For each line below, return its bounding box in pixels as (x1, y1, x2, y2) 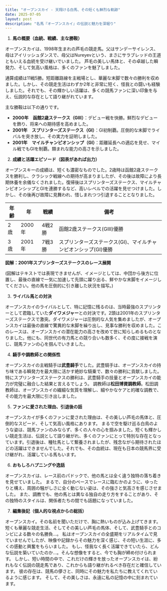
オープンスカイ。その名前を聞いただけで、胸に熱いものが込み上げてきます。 (5, 518, 161, 524)
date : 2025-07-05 (5, 12, 41, 17)
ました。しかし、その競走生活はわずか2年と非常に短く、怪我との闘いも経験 (5, 81, 161, 87)
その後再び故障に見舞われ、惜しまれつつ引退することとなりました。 (18, 192, 158, 198)
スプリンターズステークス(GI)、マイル (59, 239, 148, 246)
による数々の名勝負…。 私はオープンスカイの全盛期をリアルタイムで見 (13, 531, 158, 537)
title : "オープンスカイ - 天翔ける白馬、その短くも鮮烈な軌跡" (5, 7, 121, 12)
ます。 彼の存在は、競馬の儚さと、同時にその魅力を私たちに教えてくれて (5, 568, 154, 574)
